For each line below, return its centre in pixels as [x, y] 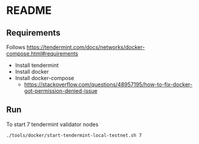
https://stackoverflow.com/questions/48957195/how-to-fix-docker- [108, 84]
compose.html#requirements [42, 54]
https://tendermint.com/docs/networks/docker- [86, 47]
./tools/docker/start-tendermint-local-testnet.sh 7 [74, 135]
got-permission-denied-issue [61, 91]
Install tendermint [37, 65]
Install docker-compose [44, 78]
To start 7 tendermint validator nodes [52, 124]
